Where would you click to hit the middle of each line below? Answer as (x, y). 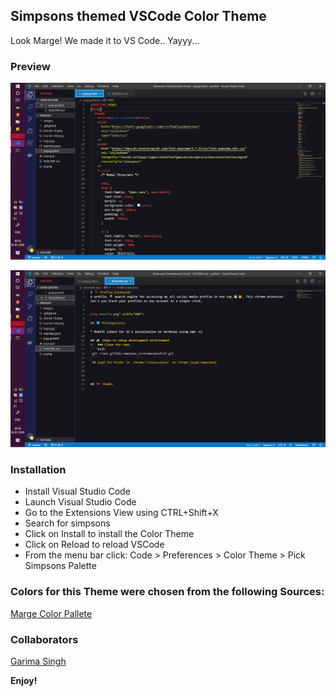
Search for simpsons (67, 523)
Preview (30, 66)
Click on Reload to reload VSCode (94, 545)
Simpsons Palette (60, 566)
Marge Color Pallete (51, 613)
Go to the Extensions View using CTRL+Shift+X (121, 513)
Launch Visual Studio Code (80, 502)
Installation (38, 470)
